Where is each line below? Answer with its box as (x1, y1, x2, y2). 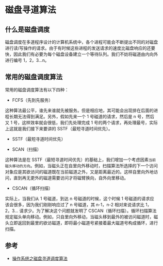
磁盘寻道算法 (5, 4, 57, 16)
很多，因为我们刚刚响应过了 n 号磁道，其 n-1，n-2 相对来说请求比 (13, 201, 145, 207)
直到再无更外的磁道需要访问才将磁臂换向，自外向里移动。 (13, 175, 129, 180)
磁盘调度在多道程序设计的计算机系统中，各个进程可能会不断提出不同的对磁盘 (5, 39, 158, 45)
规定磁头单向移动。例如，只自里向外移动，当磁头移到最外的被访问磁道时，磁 (5, 213, 158, 219)
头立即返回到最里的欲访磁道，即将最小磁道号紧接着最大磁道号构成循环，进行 (5, 220, 158, 226)
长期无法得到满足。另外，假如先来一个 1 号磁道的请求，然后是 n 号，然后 (9, 113, 154, 119)
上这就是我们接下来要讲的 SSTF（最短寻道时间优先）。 (5, 125, 113, 131)
